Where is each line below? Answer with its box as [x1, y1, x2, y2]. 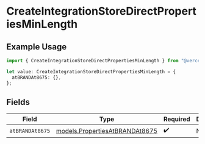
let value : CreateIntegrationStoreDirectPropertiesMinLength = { [6, 68, 176, 74]
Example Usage [6, 41, 67, 52]
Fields [6, 96, 31, 107]
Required [163, 115, 190, 123]
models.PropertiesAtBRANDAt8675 [56, 126, 157, 135]
